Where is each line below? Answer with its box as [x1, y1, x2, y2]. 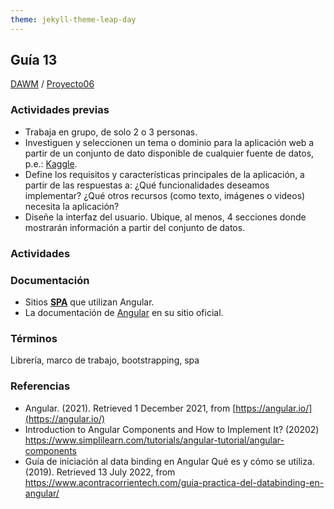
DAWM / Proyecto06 [10, 78, 95, 90]
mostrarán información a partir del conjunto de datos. [24, 221, 246, 233]
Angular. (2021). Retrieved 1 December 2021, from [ [24, 402, 237, 414]
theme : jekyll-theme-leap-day [10, 14, 137, 25]
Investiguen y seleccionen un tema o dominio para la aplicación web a [24, 136, 315, 148]
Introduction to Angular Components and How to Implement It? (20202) [24, 423, 320, 435]
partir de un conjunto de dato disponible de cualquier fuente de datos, [24, 147, 315, 159]
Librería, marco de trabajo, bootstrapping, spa [10, 354, 200, 366]
